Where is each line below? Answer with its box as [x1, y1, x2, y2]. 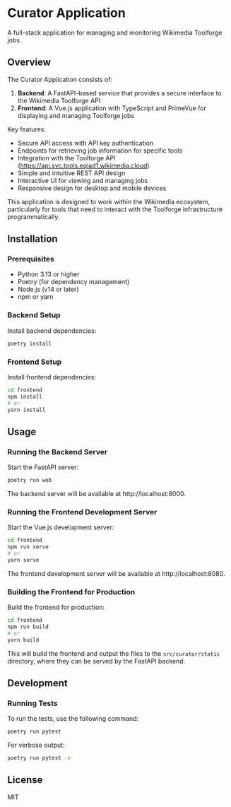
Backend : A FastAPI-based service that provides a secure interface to [17, 88, 222, 97]
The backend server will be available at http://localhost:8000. [7, 489, 186, 497]
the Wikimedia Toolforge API [17, 96, 101, 105]
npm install [7, 393, 42, 400]
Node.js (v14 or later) [17, 285, 79, 294]
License [7, 774, 43, 786]
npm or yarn [17, 293, 54, 301]
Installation [7, 233, 58, 245]
